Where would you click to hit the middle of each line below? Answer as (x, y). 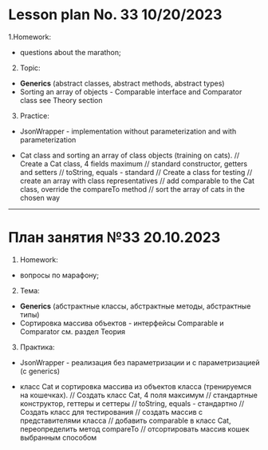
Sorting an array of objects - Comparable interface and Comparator (131, 92)
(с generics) (40, 371)
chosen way (40, 197)
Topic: (30, 68)
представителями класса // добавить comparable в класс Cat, (125, 420)
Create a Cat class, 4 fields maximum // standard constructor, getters (134, 163)
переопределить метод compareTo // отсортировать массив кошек (134, 428)
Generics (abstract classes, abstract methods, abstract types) (122, 83)
